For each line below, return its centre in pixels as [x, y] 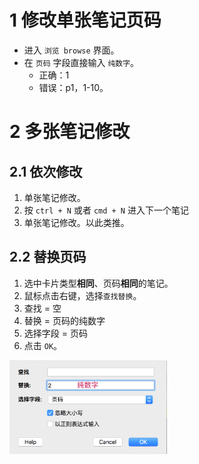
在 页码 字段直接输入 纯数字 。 [81, 62]
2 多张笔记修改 [70, 132]
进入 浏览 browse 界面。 [71, 50]
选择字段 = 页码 [55, 333]
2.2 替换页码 [48, 257]
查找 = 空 [42, 308]
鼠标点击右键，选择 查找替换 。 [82, 295]
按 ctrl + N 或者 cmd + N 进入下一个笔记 [106, 210]
